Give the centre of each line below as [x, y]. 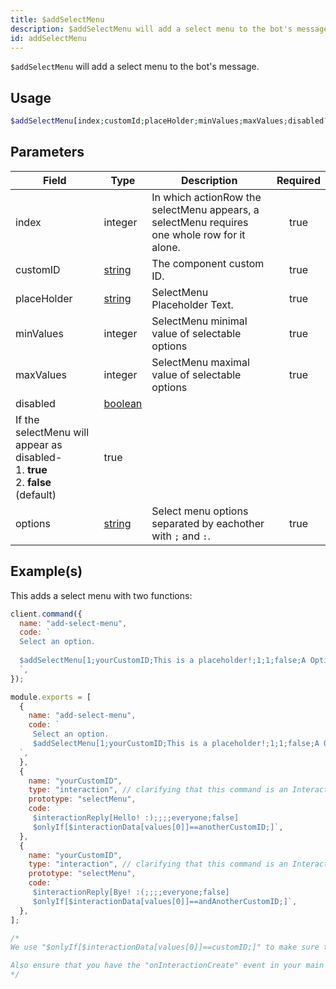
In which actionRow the [206, 197]
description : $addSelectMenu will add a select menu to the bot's [151, 29]
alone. [166, 247]
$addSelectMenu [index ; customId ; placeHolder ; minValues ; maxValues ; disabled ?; [171, 121]
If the [27, 419]
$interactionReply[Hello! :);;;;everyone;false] [136, 818]
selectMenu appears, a [205, 209]
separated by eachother [208, 523]
